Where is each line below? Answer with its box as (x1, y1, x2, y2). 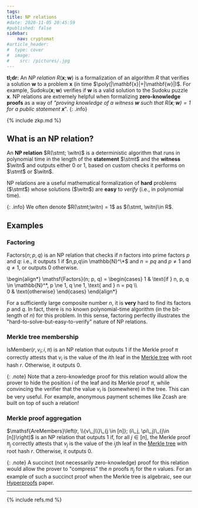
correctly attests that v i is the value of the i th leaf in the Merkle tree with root (6, 354, 192, 362)
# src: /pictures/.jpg (6, 58, 70, 64)
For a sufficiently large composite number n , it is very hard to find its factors (6, 300, 192, 306)
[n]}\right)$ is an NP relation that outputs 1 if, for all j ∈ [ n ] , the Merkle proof (6, 433, 190, 440)
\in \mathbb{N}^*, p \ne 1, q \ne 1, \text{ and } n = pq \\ (6, 282, 137, 288)
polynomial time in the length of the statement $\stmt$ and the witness (6, 155, 181, 162)
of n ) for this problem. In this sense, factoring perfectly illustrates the (23, 312, 190, 318)
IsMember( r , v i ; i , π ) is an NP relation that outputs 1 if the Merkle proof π (6, 346, 179, 355)
